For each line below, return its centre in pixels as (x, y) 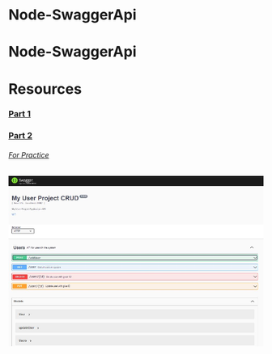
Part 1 (19, 114)
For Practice (29, 155)
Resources (45, 88)
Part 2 (21, 136)
